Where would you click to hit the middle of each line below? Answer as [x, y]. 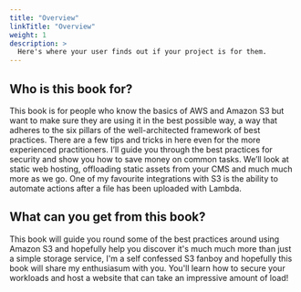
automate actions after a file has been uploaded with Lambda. [125, 188]
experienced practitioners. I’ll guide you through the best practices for [141, 149]
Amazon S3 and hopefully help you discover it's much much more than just [150, 248]
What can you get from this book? [108, 217]
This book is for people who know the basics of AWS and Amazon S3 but [147, 110]
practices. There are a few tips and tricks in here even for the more [135, 140]
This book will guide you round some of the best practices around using [145, 239]
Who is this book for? [71, 89]
